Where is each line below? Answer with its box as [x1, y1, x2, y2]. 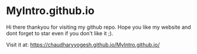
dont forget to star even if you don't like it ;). [6, 29, 114, 36]
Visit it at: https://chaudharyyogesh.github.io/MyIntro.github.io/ [6, 41, 160, 48]
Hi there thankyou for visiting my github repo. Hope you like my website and [6, 23, 191, 31]
